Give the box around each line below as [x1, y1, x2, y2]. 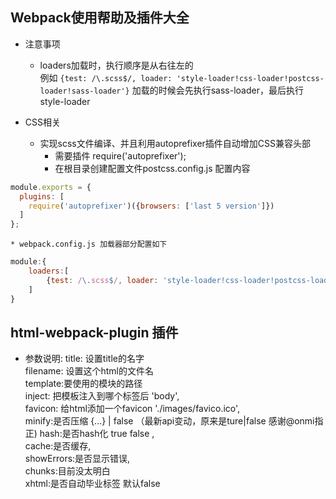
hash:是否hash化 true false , [39, 428, 155, 440]
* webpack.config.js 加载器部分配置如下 [10, 239, 168, 250]
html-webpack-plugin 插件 [10, 324, 179, 341]
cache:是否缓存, [24, 440, 92, 452]
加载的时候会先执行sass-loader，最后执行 [131, 84, 304, 96]
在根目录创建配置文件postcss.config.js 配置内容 [54, 162, 251, 174]
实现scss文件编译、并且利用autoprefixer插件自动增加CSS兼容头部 [39, 137, 312, 149]
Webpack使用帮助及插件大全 [10, 9, 190, 27]
